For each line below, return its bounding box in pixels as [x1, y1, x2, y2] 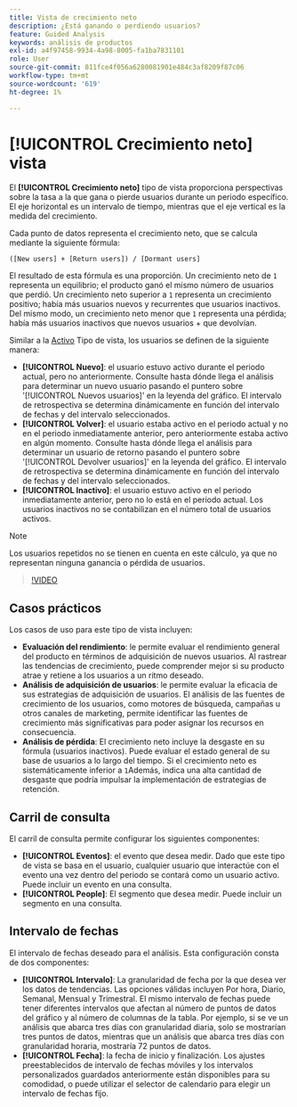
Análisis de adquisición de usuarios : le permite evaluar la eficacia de [21, 680, 278, 690]
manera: [9, 344, 40, 355]
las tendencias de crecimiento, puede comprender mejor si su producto [21, 661, 285, 672]
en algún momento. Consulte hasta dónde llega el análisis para [21, 438, 253, 449]
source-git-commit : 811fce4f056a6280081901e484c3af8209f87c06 [9, 63, 245, 72]
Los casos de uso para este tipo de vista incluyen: [9, 624, 193, 635]
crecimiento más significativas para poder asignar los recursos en [21, 717, 264, 728]
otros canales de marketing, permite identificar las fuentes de [21, 708, 248, 719]
